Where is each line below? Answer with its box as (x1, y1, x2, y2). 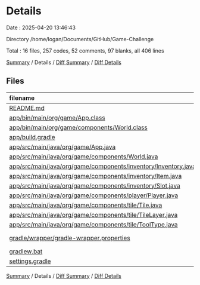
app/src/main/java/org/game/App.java (9, 142, 116, 151)
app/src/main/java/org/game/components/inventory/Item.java (9, 171, 182, 180)
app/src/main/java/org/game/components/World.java (9, 152, 158, 161)
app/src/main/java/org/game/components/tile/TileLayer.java (9, 210, 178, 219)
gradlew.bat (9, 247, 43, 255)
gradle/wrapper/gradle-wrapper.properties (9, 234, 130, 242)
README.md (9, 103, 45, 112)
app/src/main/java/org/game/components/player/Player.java (9, 191, 179, 200)
